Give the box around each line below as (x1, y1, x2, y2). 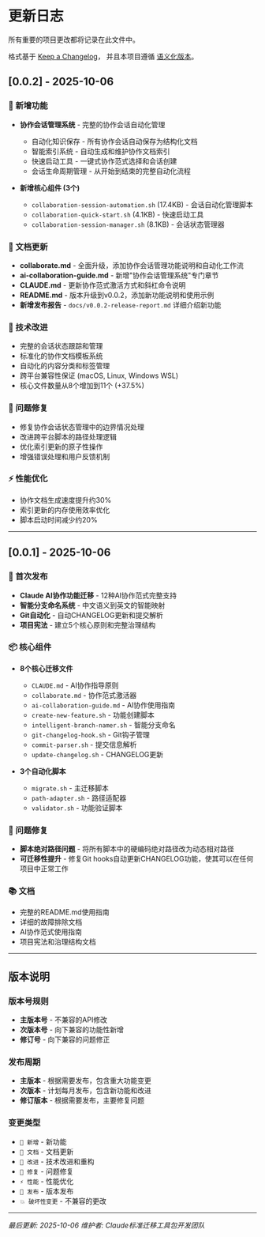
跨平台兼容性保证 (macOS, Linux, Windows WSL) (19, 371, 179, 380)
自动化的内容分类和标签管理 (19, 361, 110, 371)
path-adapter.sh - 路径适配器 (31, 793, 127, 802)
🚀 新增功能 (8, 100, 49, 111)
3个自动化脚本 (19, 766, 66, 775)
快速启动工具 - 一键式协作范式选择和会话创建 (31, 156, 177, 166)
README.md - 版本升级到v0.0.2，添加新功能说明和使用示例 (19, 290, 215, 300)
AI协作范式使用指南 (19, 927, 83, 937)
